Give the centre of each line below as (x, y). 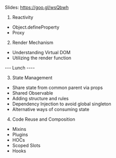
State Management (32, 78)
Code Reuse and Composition (43, 119)
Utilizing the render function (42, 58)
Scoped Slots (26, 145)
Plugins (20, 134)
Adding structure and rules (40, 98)
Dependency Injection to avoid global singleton (62, 104)
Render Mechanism (33, 42)
